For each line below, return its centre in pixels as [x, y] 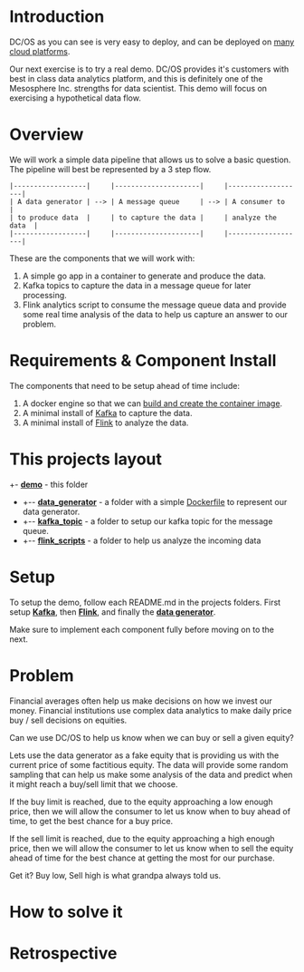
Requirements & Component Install [143, 361]
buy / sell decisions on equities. [68, 720]
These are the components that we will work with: [102, 258]
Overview [47, 135]
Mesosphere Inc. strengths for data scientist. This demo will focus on [138, 88]
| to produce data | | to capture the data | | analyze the [143, 218]
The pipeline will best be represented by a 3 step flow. [110, 169]
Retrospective [63, 953]
